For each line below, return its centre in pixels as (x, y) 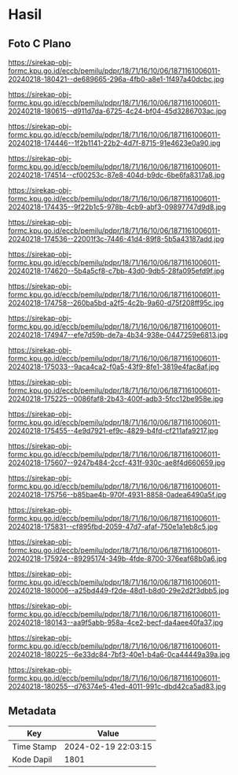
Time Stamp (35, 747)
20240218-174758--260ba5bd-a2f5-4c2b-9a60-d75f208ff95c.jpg (116, 303)
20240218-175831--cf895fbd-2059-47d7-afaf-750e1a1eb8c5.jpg (113, 526)
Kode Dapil (32, 759)
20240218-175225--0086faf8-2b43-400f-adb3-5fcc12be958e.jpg (116, 399)
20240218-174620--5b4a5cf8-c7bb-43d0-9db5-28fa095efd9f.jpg (117, 271)
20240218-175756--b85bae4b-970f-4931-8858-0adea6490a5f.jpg (117, 495)
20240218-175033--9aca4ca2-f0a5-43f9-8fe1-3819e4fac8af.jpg (114, 367)
